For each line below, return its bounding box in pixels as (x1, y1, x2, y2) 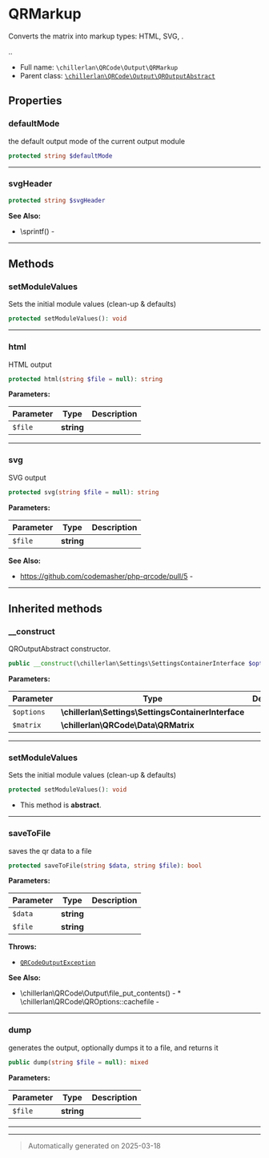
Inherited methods (8, 601, 102, 615)
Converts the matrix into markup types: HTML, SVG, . (8, 31, 184, 41)
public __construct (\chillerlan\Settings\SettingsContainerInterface (8, 660, 246, 668)
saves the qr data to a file (8, 846, 92, 855)
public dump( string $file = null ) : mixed (8, 1058, 149, 1066)
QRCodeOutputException (19, 959, 96, 967)
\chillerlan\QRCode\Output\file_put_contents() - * (19, 988, 182, 998)
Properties (8, 94, 62, 108)
